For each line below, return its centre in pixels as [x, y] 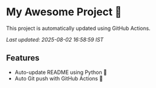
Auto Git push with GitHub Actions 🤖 [59, 78]
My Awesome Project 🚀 [64, 12]
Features [23, 58]
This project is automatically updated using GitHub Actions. [78, 28]
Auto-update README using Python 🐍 [61, 72]
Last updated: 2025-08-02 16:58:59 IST [55, 39]
